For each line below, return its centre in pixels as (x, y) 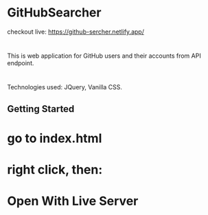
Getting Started (41, 109)
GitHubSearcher (54, 13)
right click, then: (55, 170)
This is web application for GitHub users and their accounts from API (104, 56)
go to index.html (55, 138)
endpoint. (21, 63)
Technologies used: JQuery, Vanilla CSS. (65, 87)
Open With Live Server (73, 201)
